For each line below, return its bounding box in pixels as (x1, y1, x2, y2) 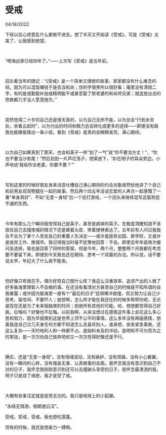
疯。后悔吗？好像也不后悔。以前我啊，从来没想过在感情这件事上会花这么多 (5, 309, 157, 315)
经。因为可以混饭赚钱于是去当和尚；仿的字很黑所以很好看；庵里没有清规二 (5, 84, 157, 90)
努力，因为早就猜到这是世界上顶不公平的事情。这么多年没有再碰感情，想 (13, 315, 161, 321)
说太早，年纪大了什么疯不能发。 (5, 257, 70, 263)
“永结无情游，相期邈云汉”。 (5, 403, 61, 409)
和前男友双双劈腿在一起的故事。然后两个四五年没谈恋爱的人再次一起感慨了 (5, 188, 157, 194)
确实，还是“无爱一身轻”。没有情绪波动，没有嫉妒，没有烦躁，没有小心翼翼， (5, 354, 161, 360)
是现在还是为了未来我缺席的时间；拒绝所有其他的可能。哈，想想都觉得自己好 (5, 303, 161, 309)
